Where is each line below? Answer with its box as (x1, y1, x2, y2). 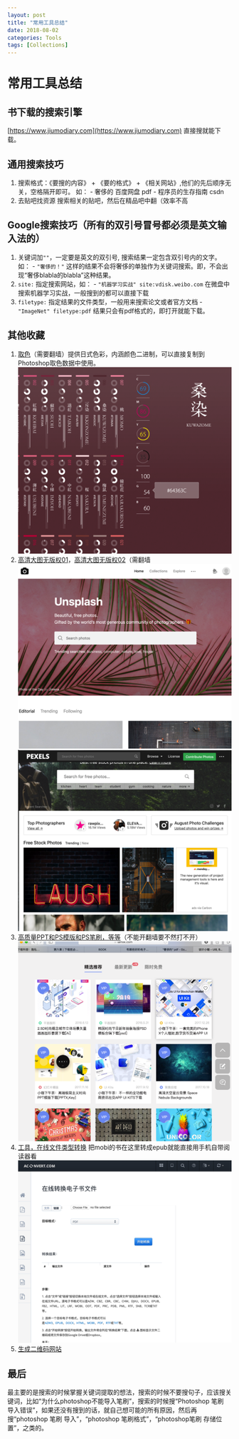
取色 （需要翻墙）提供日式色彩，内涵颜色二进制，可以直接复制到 (17, 350, 205, 358)
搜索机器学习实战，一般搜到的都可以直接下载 (17, 288, 149, 297)
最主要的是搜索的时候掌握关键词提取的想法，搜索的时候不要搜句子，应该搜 (7, 1388, 225, 1397)
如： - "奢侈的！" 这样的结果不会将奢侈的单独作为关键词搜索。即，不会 (17, 261, 222, 271)
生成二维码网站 (17, 1345, 62, 1353)
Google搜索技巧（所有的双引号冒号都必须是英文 (7, 219, 218, 231)
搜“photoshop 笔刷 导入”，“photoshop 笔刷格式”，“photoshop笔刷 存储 (7, 1415, 216, 1423)
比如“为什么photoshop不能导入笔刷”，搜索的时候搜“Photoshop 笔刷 (26, 1397, 224, 1405)
